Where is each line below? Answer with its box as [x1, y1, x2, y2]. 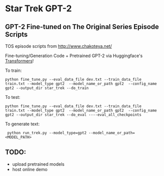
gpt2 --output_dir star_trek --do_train [5, 86, 89, 90]
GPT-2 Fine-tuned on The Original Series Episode [5, 23, 159, 31]
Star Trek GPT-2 [5, 3, 72, 14]
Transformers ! [5, 58, 34, 64]
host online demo [12, 166, 48, 172]
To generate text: [5, 121, 40, 127]
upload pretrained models [12, 161, 65, 167]
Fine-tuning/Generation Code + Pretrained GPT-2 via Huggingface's [5, 53, 143, 59]
